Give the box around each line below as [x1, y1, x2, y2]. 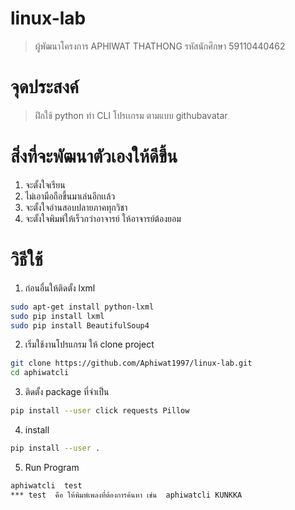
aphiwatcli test [10, 480, 83, 491]
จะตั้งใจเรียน [24, 178, 66, 191]
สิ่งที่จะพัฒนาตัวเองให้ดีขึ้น [10, 145, 178, 168]
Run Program [24, 461, 80, 473]
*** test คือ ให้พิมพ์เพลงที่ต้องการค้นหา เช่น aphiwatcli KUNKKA [10, 490, 243, 500]
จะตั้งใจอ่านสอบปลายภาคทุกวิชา [24, 201, 128, 213]
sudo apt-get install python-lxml [10, 302, 155, 312]
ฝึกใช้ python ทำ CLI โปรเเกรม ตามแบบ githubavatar [34, 109, 228, 121]
